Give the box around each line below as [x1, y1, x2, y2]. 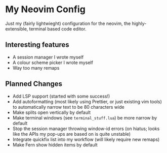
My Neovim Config [5, 4, 86, 15]
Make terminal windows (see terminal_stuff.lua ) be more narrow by [12, 114, 157, 120]
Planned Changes [5, 80, 62, 88]
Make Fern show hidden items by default [12, 141, 98, 148]
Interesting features [5, 41, 69, 49]
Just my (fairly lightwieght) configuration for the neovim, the [5, 20, 131, 26]
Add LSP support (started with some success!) [12, 93, 110, 99]
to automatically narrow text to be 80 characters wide [12, 104, 125, 110]
